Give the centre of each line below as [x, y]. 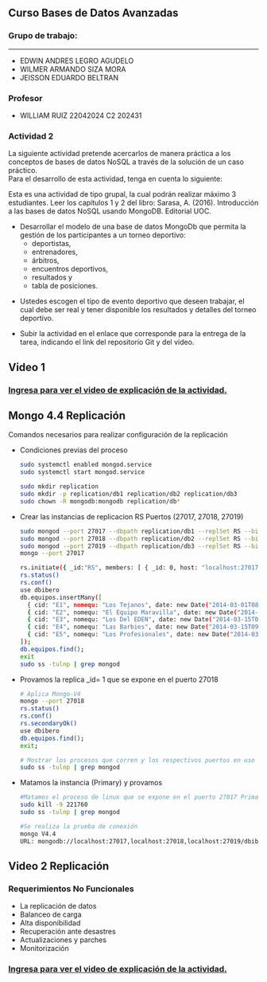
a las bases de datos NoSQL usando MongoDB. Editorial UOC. [110, 211]
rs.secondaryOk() [48, 724]
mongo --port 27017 [52, 554]
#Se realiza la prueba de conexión [79, 826]
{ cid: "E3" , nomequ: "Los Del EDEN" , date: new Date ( [120, 620]
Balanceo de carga [50, 914]
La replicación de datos [58, 906]
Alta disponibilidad [50, 923]
